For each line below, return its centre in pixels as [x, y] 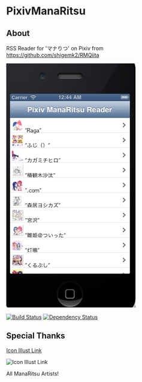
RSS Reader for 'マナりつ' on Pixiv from [55, 48]
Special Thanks [36, 336]
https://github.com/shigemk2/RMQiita [53, 55]
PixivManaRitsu [46, 11]
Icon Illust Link [24, 350]
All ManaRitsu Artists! [32, 374]
